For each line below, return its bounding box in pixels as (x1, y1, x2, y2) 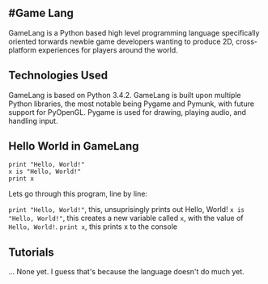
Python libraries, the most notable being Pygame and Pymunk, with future (8, 99, 255, 108)
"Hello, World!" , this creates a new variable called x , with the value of (8, 214, 245, 223)
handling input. (8, 116, 58, 125)
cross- (236, 36, 257, 46)
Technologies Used (8, 69, 108, 83)
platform (8, 45, 36, 55)
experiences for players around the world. (37, 45, 178, 55)
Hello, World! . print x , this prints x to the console (8, 222, 178, 231)
